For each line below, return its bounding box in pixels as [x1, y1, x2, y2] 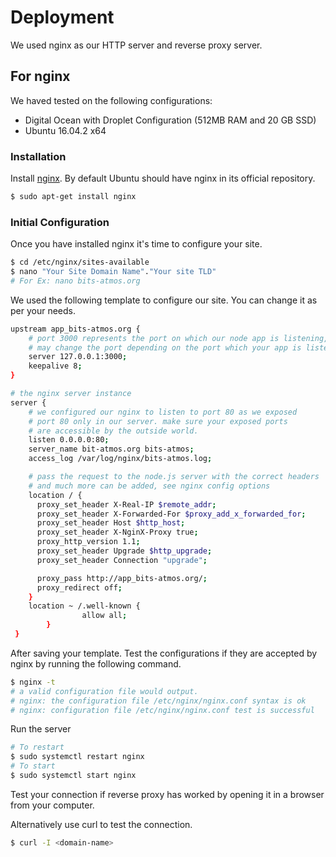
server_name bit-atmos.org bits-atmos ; [28, 444, 195, 455]
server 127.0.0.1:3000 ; [28, 352, 128, 362]
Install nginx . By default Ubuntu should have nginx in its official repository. [10, 172, 316, 185]
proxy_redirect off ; [36, 582, 123, 593]
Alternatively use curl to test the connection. [10, 818, 193, 830]
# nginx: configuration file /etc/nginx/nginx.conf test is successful [10, 705, 315, 715]
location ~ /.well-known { [28, 601, 141, 611]
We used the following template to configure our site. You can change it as [10, 294, 318, 306]
